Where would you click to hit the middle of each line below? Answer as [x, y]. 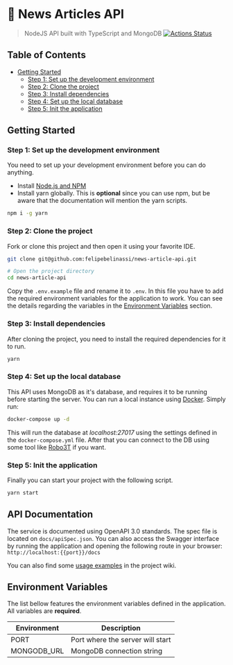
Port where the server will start [121, 640]
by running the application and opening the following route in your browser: [115, 546]
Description [121, 628]
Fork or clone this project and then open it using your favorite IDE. [101, 246]
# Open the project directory [51, 272]
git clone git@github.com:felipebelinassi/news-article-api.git [102, 259]
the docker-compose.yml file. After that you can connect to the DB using [109, 440]
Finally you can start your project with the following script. [90, 480]
